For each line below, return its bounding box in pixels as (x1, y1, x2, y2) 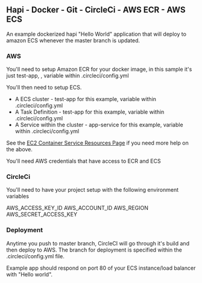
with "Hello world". (6, 270, 53, 278)
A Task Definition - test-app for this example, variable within (14, 108, 165, 115)
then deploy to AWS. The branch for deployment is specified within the (6, 246, 182, 253)
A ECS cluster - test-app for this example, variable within (14, 96, 157, 103)
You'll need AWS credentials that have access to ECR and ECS (6, 157, 161, 165)
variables (6, 193, 29, 200)
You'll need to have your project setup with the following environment (6, 186, 179, 194)
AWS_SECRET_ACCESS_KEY (6, 211, 77, 218)
